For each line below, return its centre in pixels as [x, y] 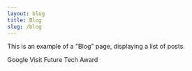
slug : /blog [24, 26]
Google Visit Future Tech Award [53, 60]
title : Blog [24, 20]
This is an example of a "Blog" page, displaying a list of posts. [96, 47]
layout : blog [26, 14]
